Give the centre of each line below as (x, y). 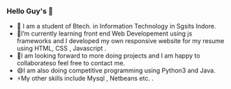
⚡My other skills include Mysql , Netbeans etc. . (85, 79)
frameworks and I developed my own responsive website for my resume (120, 41)
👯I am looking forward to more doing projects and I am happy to (108, 56)
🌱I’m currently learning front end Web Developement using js (104, 33)
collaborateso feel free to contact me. (71, 63)
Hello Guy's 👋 (30, 11)
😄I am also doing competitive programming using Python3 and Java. (116, 71)
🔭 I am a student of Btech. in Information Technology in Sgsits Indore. (116, 26)
